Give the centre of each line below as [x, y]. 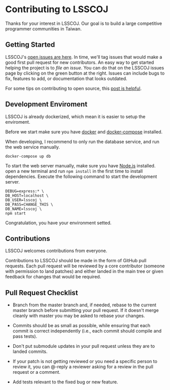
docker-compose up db [28, 156]
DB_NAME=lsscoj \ [24, 209]
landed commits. [30, 351]
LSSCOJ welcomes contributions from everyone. [56, 251]
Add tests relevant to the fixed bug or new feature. [65, 382]
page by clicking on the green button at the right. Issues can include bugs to [85, 73]
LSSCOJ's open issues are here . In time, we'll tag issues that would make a [84, 57]
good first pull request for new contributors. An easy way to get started [80, 62]
